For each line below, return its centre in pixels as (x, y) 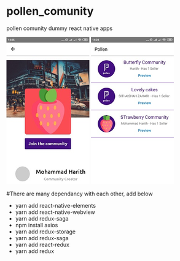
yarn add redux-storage (45, 232)
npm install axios (37, 225)
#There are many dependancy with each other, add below (80, 194)
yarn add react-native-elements (56, 205)
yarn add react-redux (42, 244)
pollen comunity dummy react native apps (60, 28)
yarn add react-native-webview (55, 212)
